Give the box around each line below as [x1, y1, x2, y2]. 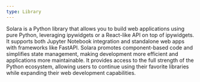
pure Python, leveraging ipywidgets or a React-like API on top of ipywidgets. [6, 31, 195, 39]
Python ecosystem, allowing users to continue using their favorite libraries [6, 63, 189, 70]
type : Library [6, 8, 42, 15]
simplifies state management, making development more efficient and [6, 50, 178, 57]
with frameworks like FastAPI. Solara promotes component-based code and [6, 44, 193, 51]
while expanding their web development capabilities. [6, 69, 136, 76]
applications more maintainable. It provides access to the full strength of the [6, 56, 194, 64]
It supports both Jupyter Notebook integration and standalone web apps [6, 37, 184, 45]
